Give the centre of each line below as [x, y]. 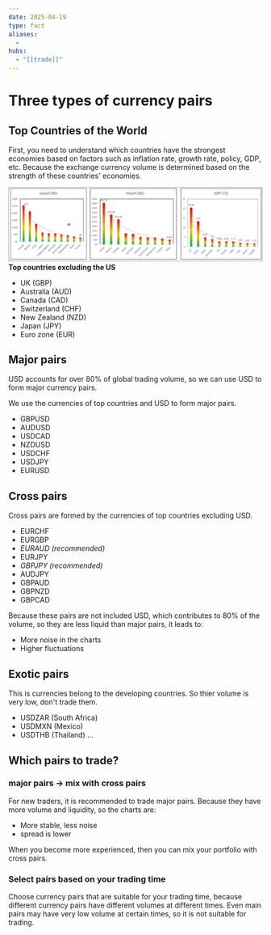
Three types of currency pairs [110, 101]
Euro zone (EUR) [48, 334]
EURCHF [35, 531]
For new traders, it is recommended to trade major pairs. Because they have [135, 801]
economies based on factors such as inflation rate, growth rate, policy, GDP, [135, 159]
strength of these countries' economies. [75, 176]
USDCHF [35, 454]
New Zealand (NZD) [53, 317]
